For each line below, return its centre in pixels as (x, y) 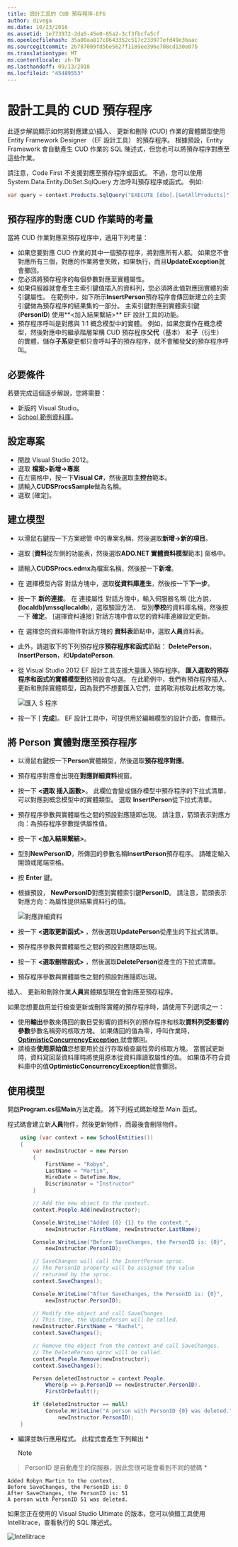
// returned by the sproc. (73, 1275)
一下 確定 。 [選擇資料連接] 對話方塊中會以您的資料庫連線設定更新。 (115, 616)
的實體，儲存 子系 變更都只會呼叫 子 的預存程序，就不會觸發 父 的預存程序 (120, 342)
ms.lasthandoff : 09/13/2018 (49, 67)
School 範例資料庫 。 (47, 417)
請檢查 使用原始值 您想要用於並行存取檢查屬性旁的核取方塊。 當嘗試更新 (121, 1049)
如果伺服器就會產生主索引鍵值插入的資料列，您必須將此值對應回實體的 (120, 288)
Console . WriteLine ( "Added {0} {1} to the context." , (112, 1222)
